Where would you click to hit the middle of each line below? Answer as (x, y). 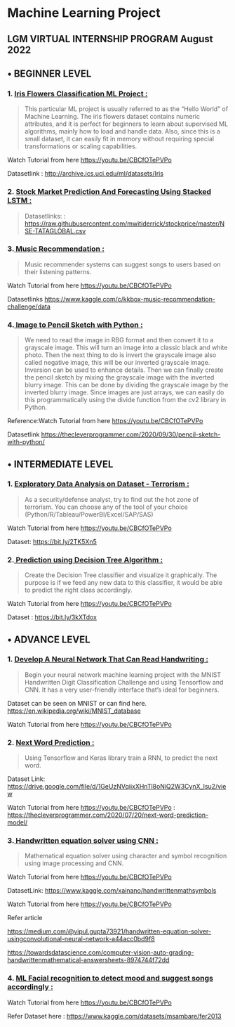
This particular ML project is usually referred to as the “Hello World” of (126, 109)
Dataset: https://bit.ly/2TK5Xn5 (52, 541)
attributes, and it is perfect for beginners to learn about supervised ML (126, 124)
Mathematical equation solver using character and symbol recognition (126, 856)
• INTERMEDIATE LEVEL (60, 464)
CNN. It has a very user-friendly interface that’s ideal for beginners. (122, 690)
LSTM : (20, 200)
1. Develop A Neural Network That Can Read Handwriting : (108, 659)
